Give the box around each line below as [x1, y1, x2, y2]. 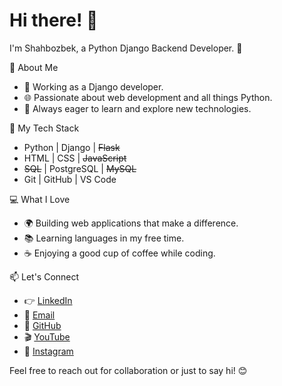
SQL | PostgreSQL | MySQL [23, 162, 137, 174]
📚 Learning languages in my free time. [23, 232, 185, 244]
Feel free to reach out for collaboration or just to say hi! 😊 [9, 364, 248, 376]
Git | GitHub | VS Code [23, 173, 117, 185]
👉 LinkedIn [23, 294, 73, 306]
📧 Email [23, 309, 56, 321]
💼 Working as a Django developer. [23, 80, 164, 93]
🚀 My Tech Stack [9, 122, 80, 134]
